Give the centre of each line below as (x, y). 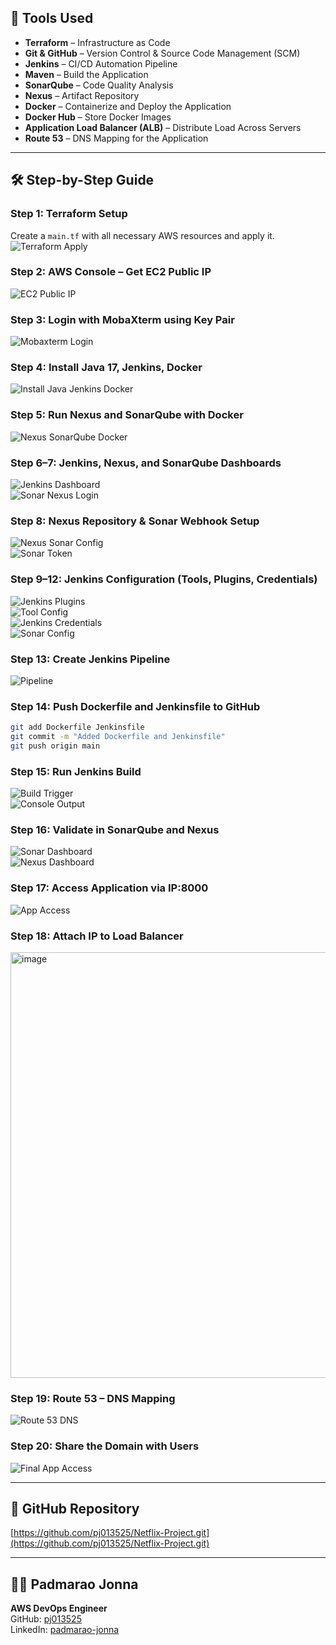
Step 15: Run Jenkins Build (76, 771)
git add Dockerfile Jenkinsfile (77, 727)
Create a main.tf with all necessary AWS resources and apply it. (142, 235)
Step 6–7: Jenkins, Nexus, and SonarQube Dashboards (146, 463)
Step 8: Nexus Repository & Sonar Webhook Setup (135, 521)
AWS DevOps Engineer (59, 1608)
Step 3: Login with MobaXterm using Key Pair (122, 319)
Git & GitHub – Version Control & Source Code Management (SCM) (162, 53)
